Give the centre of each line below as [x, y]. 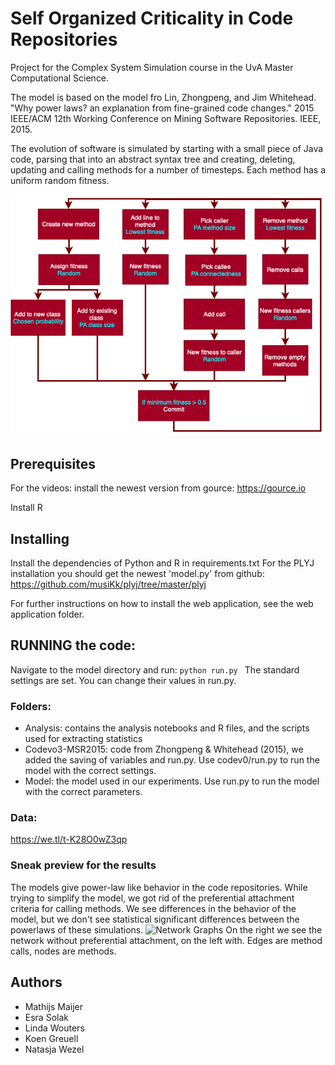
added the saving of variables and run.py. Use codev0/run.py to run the [172, 760]
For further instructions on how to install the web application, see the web [162, 604]
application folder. [47, 614]
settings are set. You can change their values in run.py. [123, 680]
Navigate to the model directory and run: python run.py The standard [155, 669]
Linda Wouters [54, 1028]
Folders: [31, 706]
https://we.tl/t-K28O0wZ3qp [69, 839]
